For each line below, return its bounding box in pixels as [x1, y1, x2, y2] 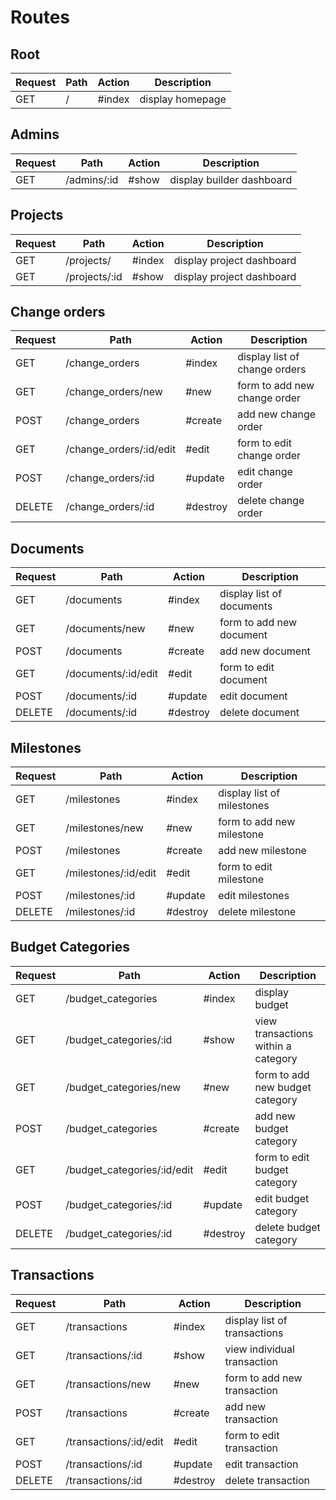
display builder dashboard [169, 172, 293, 186]
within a [254, 1039, 292, 1053]
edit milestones [218, 889, 290, 903]
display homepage [139, 92, 227, 106]
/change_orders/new [65, 385, 163, 399]
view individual [224, 1342, 295, 1356]
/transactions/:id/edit [65, 1434, 164, 1448]
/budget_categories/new [65, 1080, 182, 1094]
